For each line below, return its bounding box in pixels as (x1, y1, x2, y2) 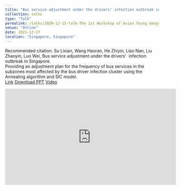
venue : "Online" (5, 25, 38, 30)
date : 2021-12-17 (5, 30, 40, 35)
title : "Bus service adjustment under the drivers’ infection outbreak (5, 7, 154, 12)
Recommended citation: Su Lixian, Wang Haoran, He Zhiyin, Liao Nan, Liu (5, 47, 152, 54)
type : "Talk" (5, 16, 32, 21)
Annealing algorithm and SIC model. (5, 74, 78, 80)
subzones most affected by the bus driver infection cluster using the (5, 68, 142, 74)
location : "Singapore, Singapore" (5, 35, 76, 40)
